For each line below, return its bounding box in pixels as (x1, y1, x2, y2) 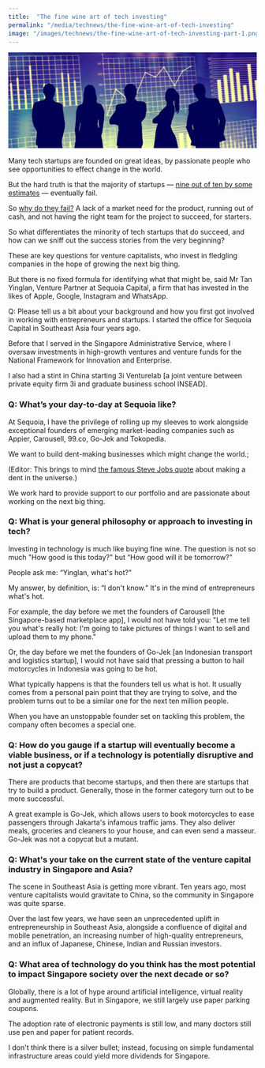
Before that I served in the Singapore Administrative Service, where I (8, 339, 231, 348)
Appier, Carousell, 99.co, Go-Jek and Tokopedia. (8, 434, 166, 443)
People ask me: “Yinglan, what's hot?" (8, 567, 132, 577)
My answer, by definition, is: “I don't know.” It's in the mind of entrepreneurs (8, 583, 255, 592)
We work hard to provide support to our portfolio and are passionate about (8, 488, 250, 498)
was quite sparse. (8, 899, 66, 908)
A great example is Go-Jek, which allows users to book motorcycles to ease (8, 810, 255, 819)
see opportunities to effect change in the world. (8, 164, 163, 174)
